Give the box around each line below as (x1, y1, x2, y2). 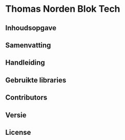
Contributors (5, 93, 48, 102)
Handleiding (5, 58, 45, 67)
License (5, 128, 31, 136)
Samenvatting (5, 41, 51, 49)
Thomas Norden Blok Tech (5, 3, 120, 15)
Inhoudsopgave (5, 24, 56, 32)
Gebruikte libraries (5, 75, 67, 85)
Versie (5, 111, 27, 119)
